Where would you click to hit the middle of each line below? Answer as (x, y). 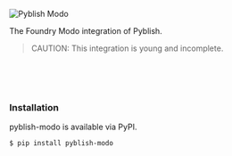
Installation (34, 107)
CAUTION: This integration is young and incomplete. (127, 48)
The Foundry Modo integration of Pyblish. (86, 31)
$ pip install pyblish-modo (62, 144)
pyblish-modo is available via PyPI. (73, 127)
